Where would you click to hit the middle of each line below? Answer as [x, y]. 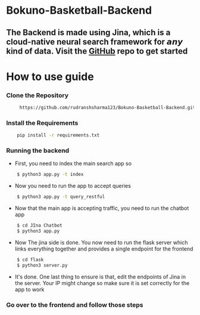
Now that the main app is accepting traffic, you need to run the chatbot [102, 208]
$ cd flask [30, 260]
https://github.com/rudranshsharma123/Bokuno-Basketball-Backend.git [107, 108]
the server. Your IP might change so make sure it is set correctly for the [102, 283]
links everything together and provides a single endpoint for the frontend [104, 249]
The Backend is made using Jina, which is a [88, 33]
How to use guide [50, 77]
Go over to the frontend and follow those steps [75, 305]
